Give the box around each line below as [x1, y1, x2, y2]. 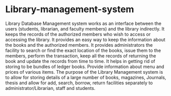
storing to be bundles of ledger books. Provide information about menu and [5, 63, 165, 70]
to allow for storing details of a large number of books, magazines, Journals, [5, 74, 166, 80]
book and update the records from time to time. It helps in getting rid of [5, 58, 156, 64]
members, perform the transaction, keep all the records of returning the [5, 52, 156, 59]
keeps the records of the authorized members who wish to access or [5, 31, 151, 37]
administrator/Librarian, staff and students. [5, 85, 96, 91]
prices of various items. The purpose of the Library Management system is [5, 69, 163, 75]
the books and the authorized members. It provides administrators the [5, 42, 153, 48]
